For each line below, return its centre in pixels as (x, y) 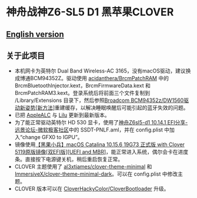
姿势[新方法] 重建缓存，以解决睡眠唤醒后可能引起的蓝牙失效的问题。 (107, 108)
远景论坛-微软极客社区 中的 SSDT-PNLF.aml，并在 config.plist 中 (92, 130)
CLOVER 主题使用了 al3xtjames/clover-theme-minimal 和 (83, 167)
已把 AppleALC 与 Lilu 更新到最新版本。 (62, 115)
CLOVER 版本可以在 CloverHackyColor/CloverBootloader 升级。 (92, 189)
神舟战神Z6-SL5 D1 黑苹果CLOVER (90, 12)
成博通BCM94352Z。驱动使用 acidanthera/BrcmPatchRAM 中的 (92, 78)
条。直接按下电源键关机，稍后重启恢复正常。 (69, 159)
